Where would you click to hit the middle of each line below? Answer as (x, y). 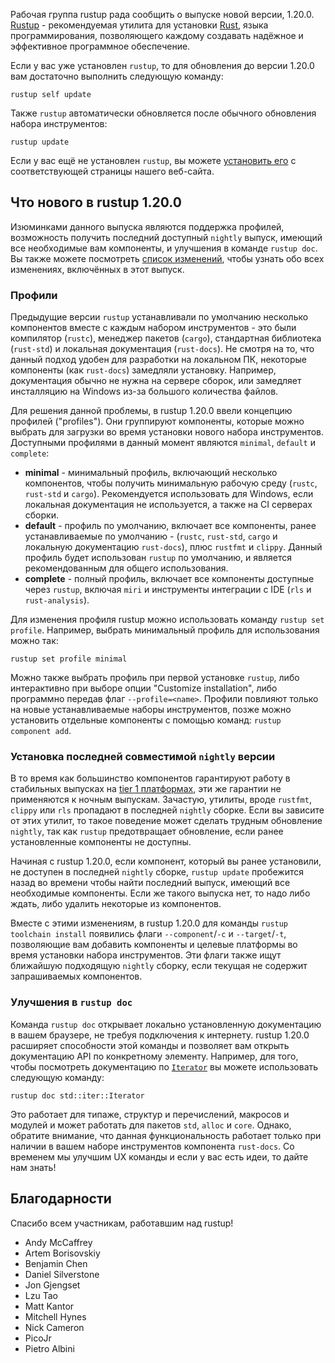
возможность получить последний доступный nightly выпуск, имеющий (166, 237)
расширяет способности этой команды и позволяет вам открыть (150, 1045)
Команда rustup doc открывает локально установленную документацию (166, 1024)
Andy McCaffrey (58, 1242)
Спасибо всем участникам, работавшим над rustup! (122, 1223)
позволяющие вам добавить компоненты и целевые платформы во (154, 945)
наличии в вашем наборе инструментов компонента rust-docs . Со (152, 1146)
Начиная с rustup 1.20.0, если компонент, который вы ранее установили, (166, 861)
